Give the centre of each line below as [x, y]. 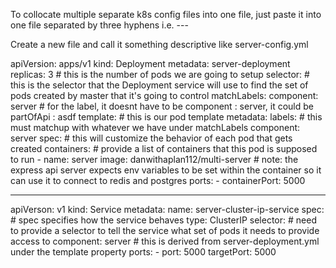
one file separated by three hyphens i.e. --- [99, 25]
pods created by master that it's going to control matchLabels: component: [164, 95]
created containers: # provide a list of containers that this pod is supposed [164, 148]
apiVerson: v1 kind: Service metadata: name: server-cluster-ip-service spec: [167, 209]
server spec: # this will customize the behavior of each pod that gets [151, 138]
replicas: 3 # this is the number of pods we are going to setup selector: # [160, 74]
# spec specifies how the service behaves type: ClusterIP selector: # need [163, 220]
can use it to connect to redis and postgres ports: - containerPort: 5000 [158, 180]
